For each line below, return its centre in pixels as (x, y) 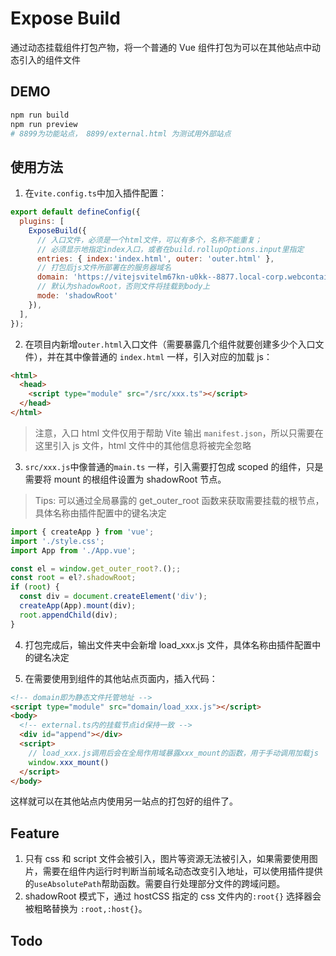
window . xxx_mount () (69, 762)
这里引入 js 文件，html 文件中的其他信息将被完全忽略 (143, 445)
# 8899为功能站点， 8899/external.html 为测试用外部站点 (121, 133)
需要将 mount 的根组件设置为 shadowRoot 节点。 (125, 479)
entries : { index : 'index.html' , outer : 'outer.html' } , (155, 258)
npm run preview (44, 124)
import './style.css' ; (57, 541)
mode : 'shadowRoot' (77, 296)
